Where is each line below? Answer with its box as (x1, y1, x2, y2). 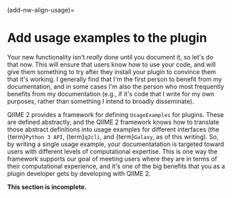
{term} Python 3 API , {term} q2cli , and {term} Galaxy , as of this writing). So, (7, 132, 219, 141)
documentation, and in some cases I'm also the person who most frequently (7, 82, 224, 91)
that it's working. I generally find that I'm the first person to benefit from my (7, 75, 222, 83)
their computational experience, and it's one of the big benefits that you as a (7, 162, 225, 170)
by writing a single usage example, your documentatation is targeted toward (7, 140, 224, 148)
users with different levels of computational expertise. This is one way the (7, 147, 218, 155)
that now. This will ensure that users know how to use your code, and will (7, 60, 216, 69)
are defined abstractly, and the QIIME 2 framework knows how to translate (7, 118, 220, 126)
